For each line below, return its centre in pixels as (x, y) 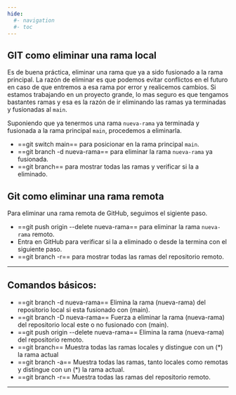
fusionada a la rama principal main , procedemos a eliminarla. (95, 131)
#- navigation (34, 20)
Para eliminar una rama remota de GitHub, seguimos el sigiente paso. (107, 213)
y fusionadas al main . (38, 110)
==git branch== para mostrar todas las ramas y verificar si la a (108, 167)
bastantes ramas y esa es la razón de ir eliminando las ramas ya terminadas (117, 102)
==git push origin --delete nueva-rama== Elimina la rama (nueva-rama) (121, 332)
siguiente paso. (40, 249)
